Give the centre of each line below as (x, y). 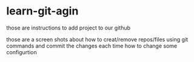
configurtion (22, 52)
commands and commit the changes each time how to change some (92, 46)
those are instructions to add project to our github (69, 28)
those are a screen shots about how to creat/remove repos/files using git (97, 39)
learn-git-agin (42, 11)
